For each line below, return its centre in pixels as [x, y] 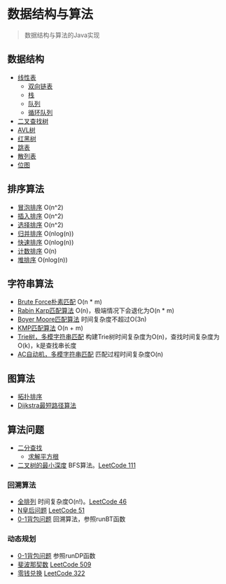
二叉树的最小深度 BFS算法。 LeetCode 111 [77, 465]
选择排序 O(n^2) [41, 225]
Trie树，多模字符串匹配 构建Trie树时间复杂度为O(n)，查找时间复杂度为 [119, 337]
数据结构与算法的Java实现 [62, 35]
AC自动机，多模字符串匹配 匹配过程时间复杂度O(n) [90, 355]
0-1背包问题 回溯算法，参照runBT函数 [71, 519]
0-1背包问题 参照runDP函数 [56, 555]
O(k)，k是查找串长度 [47, 346]
